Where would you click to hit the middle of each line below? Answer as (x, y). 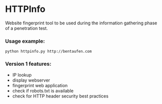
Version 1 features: (28, 64)
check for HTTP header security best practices (60, 96)
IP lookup (22, 75)
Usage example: (25, 41)
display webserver (31, 80)
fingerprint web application (40, 85)
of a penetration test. (27, 28)
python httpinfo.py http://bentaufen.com (49, 52)
